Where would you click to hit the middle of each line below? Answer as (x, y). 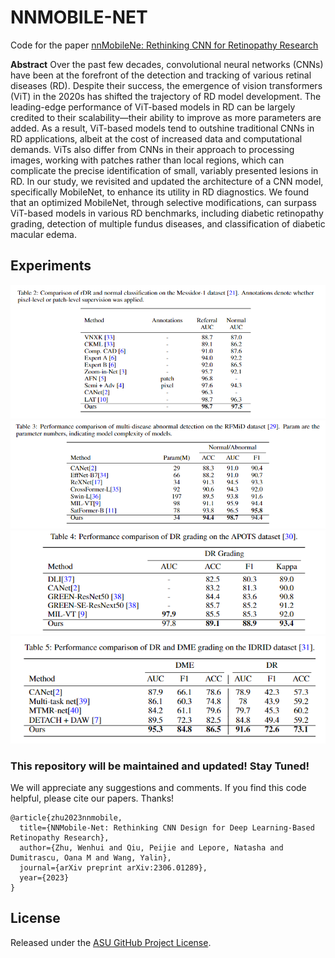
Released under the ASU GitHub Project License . (111, 942)
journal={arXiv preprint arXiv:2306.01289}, (113, 867)
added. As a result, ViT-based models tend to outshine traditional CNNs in (162, 128)
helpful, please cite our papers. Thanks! (92, 798)
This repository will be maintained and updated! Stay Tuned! (160, 766)
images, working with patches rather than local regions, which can (147, 160)
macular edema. (43, 234)
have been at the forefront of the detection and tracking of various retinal (161, 75)
